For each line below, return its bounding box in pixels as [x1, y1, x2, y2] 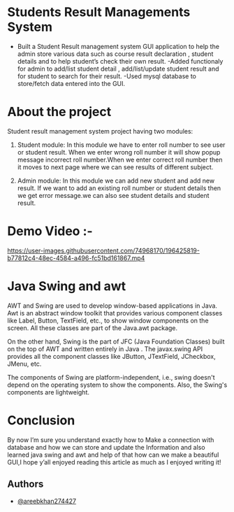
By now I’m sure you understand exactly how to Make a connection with [7, 435, 214, 444]
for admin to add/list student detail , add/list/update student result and [17, 64, 219, 73]
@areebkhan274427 [17, 497, 77, 505]
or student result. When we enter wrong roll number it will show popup [17, 148, 221, 156]
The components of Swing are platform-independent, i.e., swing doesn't [7, 373, 215, 381]
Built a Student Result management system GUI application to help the [17, 42, 220, 50]
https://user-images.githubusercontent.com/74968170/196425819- [7, 246, 200, 255]
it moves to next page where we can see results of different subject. [17, 162, 214, 171]
